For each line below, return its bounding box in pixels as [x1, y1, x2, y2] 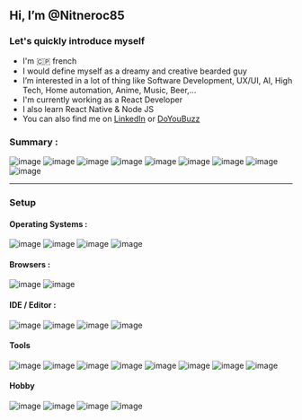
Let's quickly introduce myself [9, 35, 146, 48]
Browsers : [9, 258, 51, 269]
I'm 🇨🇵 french [22, 55, 77, 66]
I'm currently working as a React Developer [22, 94, 183, 105]
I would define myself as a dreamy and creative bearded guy [22, 66, 247, 76]
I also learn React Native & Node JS [22, 103, 155, 114]
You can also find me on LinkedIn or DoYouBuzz [22, 113, 200, 124]
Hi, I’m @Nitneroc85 [9, 8, 125, 23]
